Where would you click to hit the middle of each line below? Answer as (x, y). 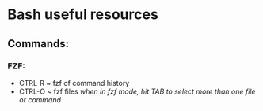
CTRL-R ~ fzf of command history (74, 83)
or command (40, 99)
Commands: (38, 44)
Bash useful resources (83, 15)
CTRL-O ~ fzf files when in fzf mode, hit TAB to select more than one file (137, 91)
